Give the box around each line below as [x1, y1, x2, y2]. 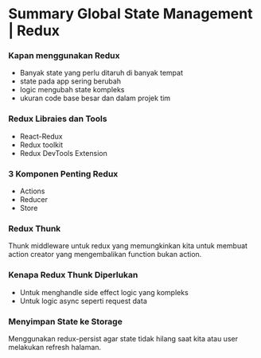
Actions [19, 186, 45, 196]
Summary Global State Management [8, 5, 253, 23]
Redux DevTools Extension [19, 148, 107, 158]
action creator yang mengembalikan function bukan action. [8, 250, 202, 259]
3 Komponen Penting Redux [8, 168, 119, 179]
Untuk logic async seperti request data [19, 296, 147, 305]
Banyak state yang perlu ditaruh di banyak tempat [19, 68, 183, 78]
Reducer [19, 195, 49, 204]
